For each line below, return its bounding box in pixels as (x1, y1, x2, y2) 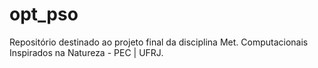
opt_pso (9, 3, 79, 26)
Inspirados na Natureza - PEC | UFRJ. (9, 46, 164, 58)
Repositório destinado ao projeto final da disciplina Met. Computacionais (9, 36, 309, 48)
